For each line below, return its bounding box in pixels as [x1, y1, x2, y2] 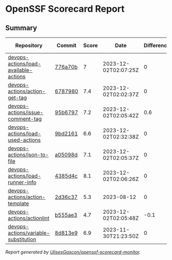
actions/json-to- [8, 151, 49, 158]
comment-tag [8, 115, 42, 122]
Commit [56, 42, 77, 49]
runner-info [8, 179, 37, 186]
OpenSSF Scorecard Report [5, 3, 125, 15]
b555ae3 [54, 211, 78, 218]
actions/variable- [8, 229, 50, 236]
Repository [15, 42, 42, 49]
